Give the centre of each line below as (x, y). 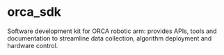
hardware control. (33, 45)
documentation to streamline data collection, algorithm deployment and (110, 38)
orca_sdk (34, 12)
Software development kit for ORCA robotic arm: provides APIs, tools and (112, 31)
